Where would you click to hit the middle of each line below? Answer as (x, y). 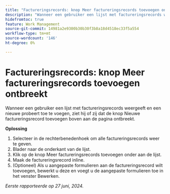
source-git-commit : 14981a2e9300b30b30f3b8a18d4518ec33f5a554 (72, 29)
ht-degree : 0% (20, 43)
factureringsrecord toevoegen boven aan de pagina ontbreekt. (70, 119)
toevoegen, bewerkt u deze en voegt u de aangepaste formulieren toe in (88, 171)
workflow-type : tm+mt (28, 33)
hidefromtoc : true (25, 19)
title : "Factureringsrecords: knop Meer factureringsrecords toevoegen (82, 10)
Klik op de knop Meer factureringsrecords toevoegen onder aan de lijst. (87, 154)
